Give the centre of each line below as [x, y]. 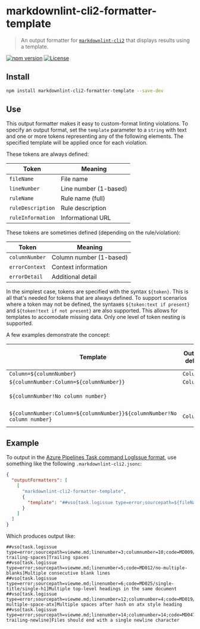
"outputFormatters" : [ [40, 480]
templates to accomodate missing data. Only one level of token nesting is [96, 317]
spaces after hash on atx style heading [132, 605]
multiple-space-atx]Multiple [42, 605]
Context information [79, 267]
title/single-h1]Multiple [38, 589]
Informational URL [86, 218]
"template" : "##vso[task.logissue [70, 502]
